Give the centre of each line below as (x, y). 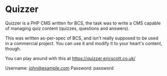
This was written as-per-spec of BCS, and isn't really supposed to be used (82, 38)
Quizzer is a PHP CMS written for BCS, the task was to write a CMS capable (83, 23)
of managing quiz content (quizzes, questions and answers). (67, 28)
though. (13, 48)
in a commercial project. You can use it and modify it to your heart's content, (84, 43)
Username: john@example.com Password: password (59, 68)
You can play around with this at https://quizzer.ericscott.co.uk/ (70, 58)
